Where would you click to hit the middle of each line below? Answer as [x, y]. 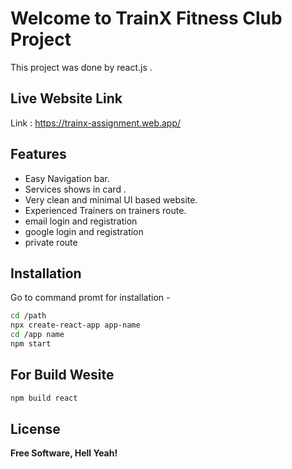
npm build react [44, 398]
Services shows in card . [75, 189]
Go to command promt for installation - [90, 298]
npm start [31, 344]
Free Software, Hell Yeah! [64, 453]
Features [38, 154]
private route [51, 242]
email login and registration [81, 221]
